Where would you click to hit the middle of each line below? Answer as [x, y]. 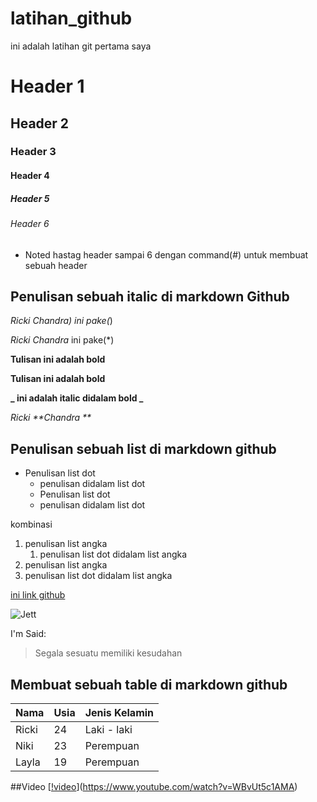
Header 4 [30, 176]
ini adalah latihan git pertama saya [81, 46]
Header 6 [30, 223]
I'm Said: [28, 634]
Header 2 [40, 123]
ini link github [38, 595]
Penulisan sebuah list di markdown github [143, 448]
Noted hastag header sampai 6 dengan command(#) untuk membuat [166, 254]
